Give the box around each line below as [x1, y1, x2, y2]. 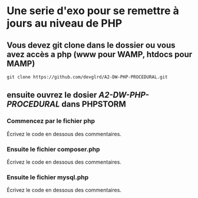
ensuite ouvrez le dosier [6, 90, 97, 100]
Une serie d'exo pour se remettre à [6, 4, 179, 18]
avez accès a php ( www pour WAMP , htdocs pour [6, 49, 193, 60]
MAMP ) [6, 58, 35, 68]
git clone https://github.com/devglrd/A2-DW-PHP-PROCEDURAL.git [6, 74, 168, 80]
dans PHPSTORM [61, 99, 126, 110]
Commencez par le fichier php [6, 117, 95, 125]
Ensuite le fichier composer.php [6, 145, 100, 153]
